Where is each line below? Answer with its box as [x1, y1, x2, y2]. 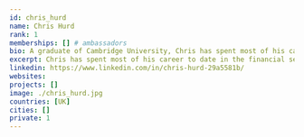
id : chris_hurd [9, 13, 67, 23]
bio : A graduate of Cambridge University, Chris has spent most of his [9, 47, 285, 56]
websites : [9, 72, 47, 81]
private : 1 [9, 114, 51, 123]
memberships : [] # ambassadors [9, 38, 128, 48]
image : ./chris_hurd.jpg [9, 88, 103, 97]
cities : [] [9, 105, 51, 114]
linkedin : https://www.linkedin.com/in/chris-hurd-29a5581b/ [9, 64, 245, 73]
